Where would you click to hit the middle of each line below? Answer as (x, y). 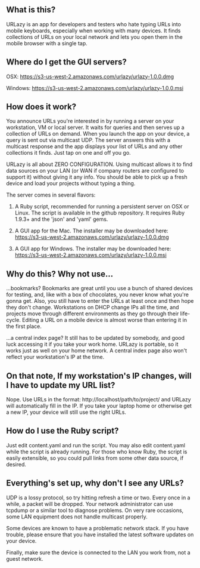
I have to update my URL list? (61, 385)
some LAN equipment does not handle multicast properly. (77, 517)
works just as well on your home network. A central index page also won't (97, 351)
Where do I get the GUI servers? (66, 62)
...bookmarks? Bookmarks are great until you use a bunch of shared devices (100, 288)
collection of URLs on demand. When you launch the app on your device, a (98, 134)
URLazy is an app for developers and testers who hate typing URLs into (94, 24)
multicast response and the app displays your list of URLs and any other (94, 146)
